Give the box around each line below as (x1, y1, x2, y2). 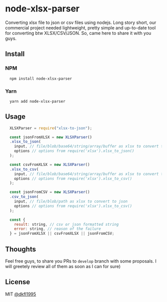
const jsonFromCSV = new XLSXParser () (9, 190, 90, 195)
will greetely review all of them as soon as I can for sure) (5, 264, 121, 270)
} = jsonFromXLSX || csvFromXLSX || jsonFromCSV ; (9, 231, 114, 236)
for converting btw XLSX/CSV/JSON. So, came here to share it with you (5, 30, 152, 36)
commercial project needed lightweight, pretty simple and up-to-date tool (5, 24, 156, 30)
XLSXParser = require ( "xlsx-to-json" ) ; (9, 126, 92, 131)
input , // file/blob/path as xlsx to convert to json (14, 199, 128, 204)
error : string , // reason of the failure (14, 226, 101, 232)
